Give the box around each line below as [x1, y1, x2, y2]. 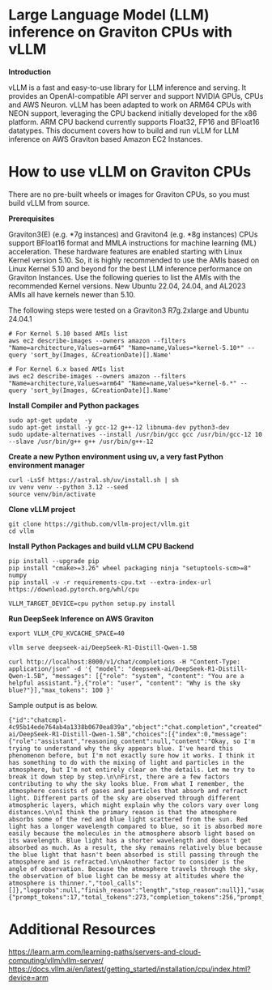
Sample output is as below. [8, 700, 99, 710]
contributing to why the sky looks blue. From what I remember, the [8, 779, 244, 787]
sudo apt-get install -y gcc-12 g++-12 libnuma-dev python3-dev [8, 423, 230, 431]
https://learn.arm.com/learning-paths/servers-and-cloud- [8, 946, 202, 957]
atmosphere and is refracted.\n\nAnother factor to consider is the [8, 857, 244, 866]
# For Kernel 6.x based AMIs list [8, 365, 125, 373]
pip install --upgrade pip [8, 557, 100, 565]
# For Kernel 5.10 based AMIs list [8, 330, 129, 338]
